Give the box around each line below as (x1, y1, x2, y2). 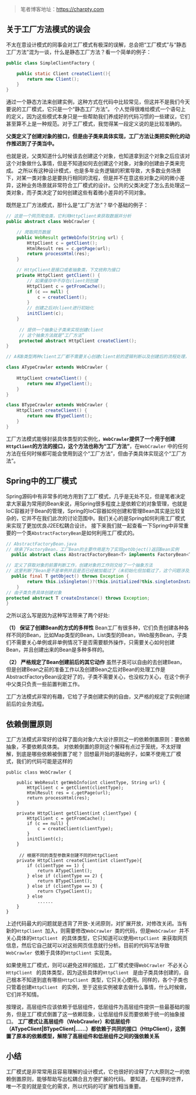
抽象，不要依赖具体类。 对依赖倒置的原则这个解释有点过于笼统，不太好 (6, 743, 176, 750)
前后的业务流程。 (6, 700, 47, 707)
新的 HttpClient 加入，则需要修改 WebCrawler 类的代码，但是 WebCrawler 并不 (6, 928, 190, 935)
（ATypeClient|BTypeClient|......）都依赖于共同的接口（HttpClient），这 (6, 1025, 181, 1032)
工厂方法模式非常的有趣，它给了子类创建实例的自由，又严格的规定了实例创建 (6, 693, 190, 700)
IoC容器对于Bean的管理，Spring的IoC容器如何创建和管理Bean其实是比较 (6, 507, 181, 514)
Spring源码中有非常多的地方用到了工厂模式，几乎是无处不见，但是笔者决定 (6, 492, 185, 499)
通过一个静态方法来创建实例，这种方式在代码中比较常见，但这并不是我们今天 (6, 98, 190, 105)
